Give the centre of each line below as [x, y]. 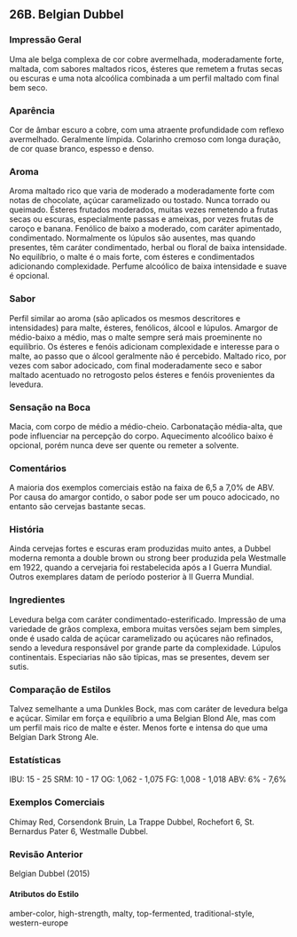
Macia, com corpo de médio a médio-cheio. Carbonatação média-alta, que [146, 426]
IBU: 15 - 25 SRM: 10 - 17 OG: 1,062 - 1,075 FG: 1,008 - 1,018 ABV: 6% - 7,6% [148, 779]
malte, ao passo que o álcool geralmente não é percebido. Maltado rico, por [148, 356]
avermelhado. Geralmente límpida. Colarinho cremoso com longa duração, [145, 139]
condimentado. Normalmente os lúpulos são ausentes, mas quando [133, 238]
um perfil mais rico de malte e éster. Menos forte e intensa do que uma [139, 728]
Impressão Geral [45, 40]
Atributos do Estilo [44, 894]
